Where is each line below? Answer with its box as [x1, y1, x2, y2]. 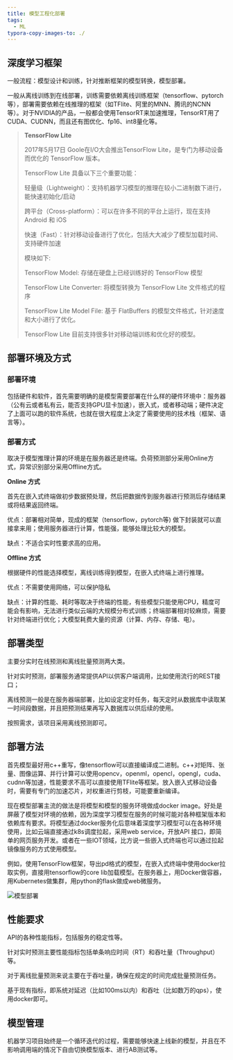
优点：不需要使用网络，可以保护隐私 [7, 583, 111, 591]
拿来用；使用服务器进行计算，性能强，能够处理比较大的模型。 [12, 524, 189, 532]
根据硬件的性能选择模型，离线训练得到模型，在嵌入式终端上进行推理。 [7, 568, 208, 577]
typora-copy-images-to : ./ [7, 29, 85, 37]
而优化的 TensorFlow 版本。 [24, 154, 104, 163]
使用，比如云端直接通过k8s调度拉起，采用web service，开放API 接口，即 [7, 827, 216, 835]
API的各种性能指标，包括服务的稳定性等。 [7, 933, 127, 941]
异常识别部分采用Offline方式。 [19, 462, 105, 471]
